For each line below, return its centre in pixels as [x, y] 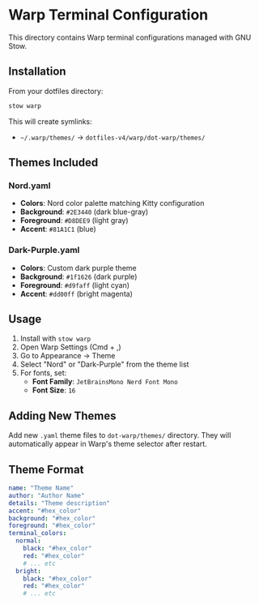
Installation [37, 72]
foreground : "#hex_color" [52, 526]
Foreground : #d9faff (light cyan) [75, 285]
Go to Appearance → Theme [68, 356]
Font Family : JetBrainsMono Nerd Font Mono [105, 382]
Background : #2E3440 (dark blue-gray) [84, 212]
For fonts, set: [43, 373]
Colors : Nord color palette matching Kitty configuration [112, 203]
